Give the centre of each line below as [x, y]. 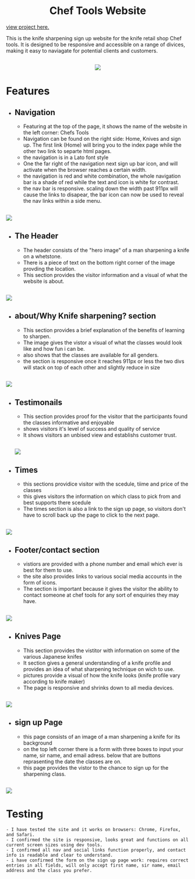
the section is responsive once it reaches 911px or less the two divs [104, 361]
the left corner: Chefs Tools [56, 133]
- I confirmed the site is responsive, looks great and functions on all [97, 840]
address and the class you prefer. [49, 871]
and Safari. [20, 835]
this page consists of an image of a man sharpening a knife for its [102, 736]
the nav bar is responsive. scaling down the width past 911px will [100, 189]
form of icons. [40, 583]
